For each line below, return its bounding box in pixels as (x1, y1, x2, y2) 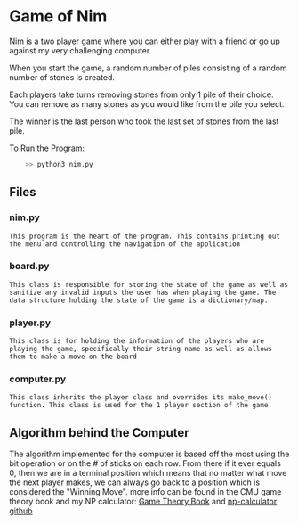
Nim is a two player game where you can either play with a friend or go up (9, 36, 280, 46)
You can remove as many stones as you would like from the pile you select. (9, 98, 285, 109)
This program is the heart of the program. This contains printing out (9, 232, 280, 241)
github (9, 505, 33, 516)
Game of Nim (9, 6, 108, 27)
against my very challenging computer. (9, 45, 152, 55)
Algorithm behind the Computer (9, 425, 189, 440)
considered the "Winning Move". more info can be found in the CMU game (9, 487, 282, 497)
